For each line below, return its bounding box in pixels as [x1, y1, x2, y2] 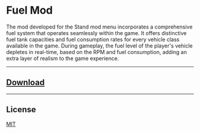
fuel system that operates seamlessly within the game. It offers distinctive [6, 29, 187, 36]
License [6, 104, 36, 115]
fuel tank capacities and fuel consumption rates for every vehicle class [6, 36, 180, 43]
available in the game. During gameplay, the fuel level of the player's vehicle [6, 42, 193, 49]
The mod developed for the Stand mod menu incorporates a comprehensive [6, 23, 193, 30]
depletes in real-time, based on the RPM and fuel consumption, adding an [6, 48, 187, 55]
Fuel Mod [6, 4, 53, 17]
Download [6, 78, 45, 88]
